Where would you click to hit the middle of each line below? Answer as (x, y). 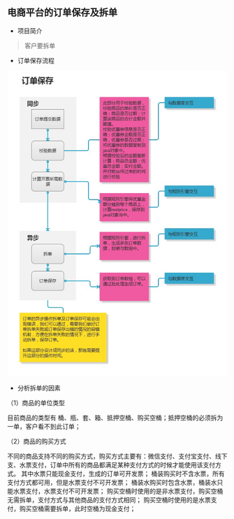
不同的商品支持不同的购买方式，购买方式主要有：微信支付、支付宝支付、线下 (117, 456)
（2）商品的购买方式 (37, 441)
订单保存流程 (36, 60)
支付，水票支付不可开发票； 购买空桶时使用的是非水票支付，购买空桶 (124, 491)
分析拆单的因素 (39, 388)
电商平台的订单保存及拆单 (62, 13)
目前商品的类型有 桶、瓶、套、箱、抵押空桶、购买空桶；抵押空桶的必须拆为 (115, 418)
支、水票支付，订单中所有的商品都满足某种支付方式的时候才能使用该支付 (111, 464)
